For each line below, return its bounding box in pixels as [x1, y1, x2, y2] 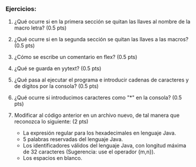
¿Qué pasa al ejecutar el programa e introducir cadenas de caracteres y [14, 76, 190, 84]
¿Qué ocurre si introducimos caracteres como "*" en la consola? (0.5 [14, 94, 182, 101]
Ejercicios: [5, 5, 37, 13]
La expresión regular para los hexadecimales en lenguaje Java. [22, 129, 177, 137]
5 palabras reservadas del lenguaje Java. [22, 136, 123, 143]
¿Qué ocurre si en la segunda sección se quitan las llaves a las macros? [14, 36, 189, 43]
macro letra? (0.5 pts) [14, 24, 67, 31]
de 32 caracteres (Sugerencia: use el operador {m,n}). [22, 148, 155, 155]
